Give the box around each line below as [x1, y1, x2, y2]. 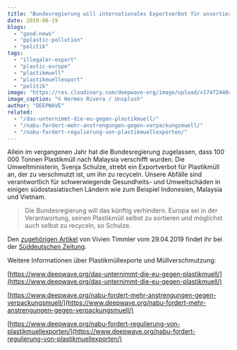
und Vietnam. [7, 193, 47, 201]
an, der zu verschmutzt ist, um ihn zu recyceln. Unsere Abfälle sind [7, 170, 202, 179]
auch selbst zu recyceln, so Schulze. [24, 222, 132, 230]
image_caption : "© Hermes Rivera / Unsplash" [7, 96, 143, 103]
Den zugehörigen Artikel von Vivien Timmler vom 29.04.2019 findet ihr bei [7, 235, 223, 243]
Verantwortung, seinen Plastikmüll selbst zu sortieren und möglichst [24, 214, 223, 222]
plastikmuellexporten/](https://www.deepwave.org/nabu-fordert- [7, 327, 196, 336]
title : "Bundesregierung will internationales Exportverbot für [7, 10, 200, 18]
